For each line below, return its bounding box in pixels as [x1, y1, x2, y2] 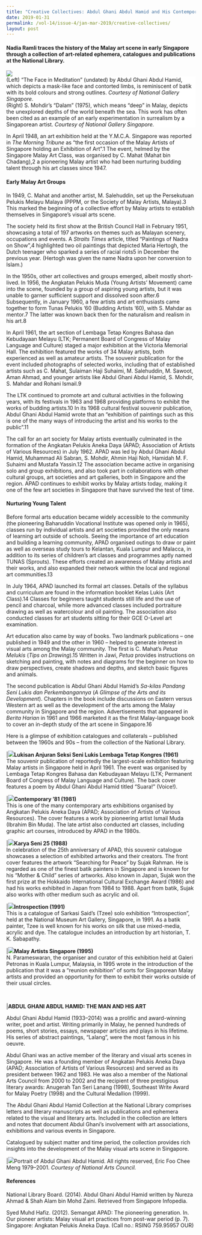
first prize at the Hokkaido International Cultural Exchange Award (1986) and [6, 878, 195, 885]
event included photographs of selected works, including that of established [6, 361, 195, 368]
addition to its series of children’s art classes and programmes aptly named [6, 551, 192, 559]
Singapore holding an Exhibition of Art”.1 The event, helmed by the [6, 145, 170, 153]
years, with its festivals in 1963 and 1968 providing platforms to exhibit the [6, 398, 189, 405]
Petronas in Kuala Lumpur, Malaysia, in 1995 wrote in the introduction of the [6, 960, 194, 968]
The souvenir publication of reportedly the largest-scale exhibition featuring [6, 757, 194, 764]
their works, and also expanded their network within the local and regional [6, 564, 190, 572]
